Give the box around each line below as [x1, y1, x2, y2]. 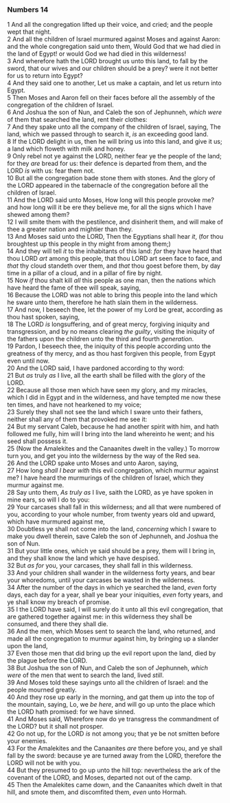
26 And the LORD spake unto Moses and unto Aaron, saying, [7, 459, 179, 467]
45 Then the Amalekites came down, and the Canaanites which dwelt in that [7, 781, 222, 789]
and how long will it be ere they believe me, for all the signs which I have [7, 203, 212, 211]
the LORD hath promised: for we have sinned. [7, 707, 136, 716]
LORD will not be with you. [7, 759, 82, 767]
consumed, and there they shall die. [7, 620, 108, 628]
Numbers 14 [7, 5, 49, 14]
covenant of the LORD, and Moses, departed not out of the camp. [7, 773, 192, 782]
